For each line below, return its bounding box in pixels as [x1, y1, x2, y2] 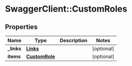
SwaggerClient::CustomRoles [5, 3, 128, 15]
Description [60, 37, 87, 44]
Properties [5, 23, 38, 31]
